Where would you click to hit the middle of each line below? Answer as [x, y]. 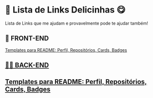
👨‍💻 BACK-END [27, 65]
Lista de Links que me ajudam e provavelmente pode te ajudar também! [76, 23]
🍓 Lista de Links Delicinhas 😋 [65, 10]
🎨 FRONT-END [27, 38]
